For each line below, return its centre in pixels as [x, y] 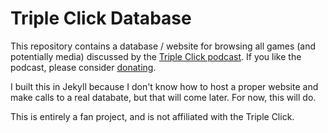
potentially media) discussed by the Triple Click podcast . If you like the [156, 56]
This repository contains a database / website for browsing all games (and [163, 46]
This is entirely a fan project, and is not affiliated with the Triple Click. [152, 116]
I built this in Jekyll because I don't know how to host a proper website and [164, 86]
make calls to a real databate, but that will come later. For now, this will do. [163, 97]
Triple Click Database [101, 18]
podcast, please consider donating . [83, 67]
